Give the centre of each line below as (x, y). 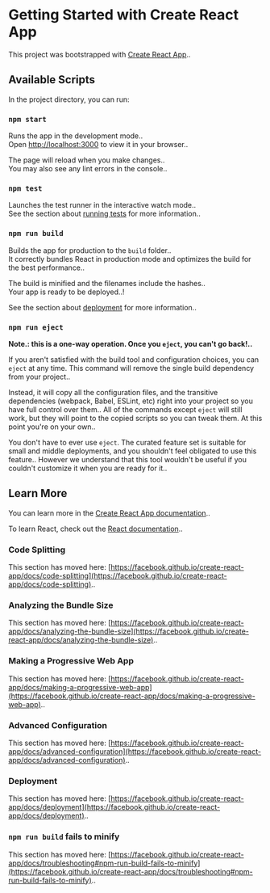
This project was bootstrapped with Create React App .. (100, 54)
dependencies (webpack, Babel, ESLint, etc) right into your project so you (131, 401)
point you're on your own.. (52, 427)
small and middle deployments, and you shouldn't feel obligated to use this (133, 451)
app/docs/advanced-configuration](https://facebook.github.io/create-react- (135, 751)
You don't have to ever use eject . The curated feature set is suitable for (127, 442)
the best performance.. (47, 267)
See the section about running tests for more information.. (105, 214)
